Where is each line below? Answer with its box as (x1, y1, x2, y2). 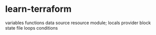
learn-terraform (5, 3, 72, 15)
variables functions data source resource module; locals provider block (5, 20, 151, 26)
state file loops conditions (5, 25, 58, 31)
